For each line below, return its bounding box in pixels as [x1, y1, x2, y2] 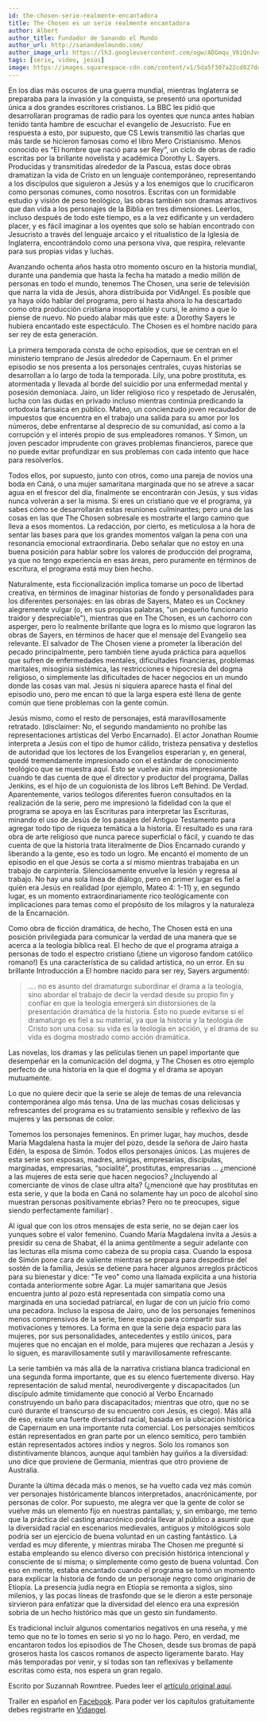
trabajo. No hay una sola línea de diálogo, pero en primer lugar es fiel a [8, 874, 241, 883]
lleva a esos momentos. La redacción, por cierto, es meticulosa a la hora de [8, 521, 256, 531]
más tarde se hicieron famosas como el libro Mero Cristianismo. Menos [8, 136, 242, 146]
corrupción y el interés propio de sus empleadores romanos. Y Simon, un [8, 430, 248, 439]
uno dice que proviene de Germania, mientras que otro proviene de [8, 1457, 229, 1466]
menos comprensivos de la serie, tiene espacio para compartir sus [8, 1314, 226, 1323]
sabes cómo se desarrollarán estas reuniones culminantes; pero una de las [8, 504, 254, 514]
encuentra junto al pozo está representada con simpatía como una [8, 1288, 226, 1298]
